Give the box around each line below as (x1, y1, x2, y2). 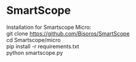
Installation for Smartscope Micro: (6, 23, 91, 31)
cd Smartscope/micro (6, 36, 61, 43)
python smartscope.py (6, 49, 63, 56)
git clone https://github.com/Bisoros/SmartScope (6, 29, 130, 37)
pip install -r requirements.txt (6, 43, 79, 50)
